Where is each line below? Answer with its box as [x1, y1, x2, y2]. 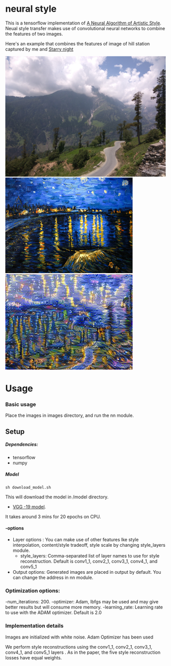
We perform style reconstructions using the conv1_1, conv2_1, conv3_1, [5, 644, 153, 650]
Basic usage [5, 401, 37, 408]
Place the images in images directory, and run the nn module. [5, 412, 134, 418]
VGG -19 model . [12, 503, 46, 510]
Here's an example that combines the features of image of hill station [5, 40, 150, 46]
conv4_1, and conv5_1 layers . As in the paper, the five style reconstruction [5, 649, 161, 655]
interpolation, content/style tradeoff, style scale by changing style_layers [12, 542, 165, 548]
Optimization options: [5, 587, 60, 594]
